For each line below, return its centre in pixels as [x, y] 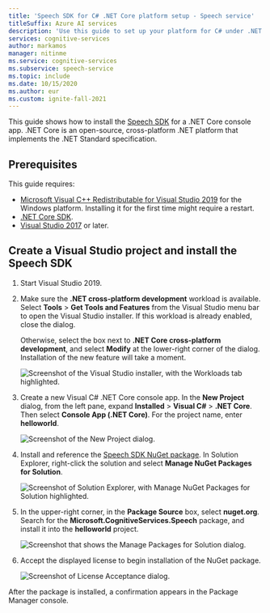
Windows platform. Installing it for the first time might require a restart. [137, 208]
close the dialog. [48, 324]
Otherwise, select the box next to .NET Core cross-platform [120, 340]
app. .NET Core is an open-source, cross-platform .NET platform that [123, 130]
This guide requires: [42, 184]
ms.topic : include [39, 76]
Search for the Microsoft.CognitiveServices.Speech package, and [132, 520]
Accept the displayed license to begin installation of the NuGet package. [140, 560]
